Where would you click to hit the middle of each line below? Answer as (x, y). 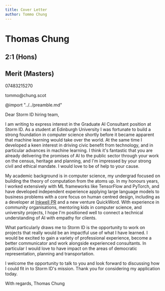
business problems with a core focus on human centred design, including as (82, 196)
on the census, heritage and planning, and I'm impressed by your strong (78, 161)
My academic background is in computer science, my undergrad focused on (83, 176)
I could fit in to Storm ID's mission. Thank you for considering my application (82, 268)
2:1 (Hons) (21, 57)
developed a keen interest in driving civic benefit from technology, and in (79, 145)
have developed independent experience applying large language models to (82, 192)
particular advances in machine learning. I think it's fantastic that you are (79, 150)
